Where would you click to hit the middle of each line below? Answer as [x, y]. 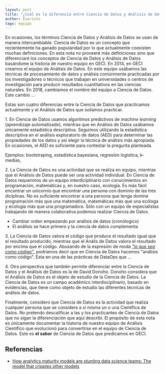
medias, [13, 160]
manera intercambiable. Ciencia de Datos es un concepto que [68, 43]
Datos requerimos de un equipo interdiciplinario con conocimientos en [76, 180]
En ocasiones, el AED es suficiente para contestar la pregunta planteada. [79, 145]
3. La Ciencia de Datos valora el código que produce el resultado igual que [81, 236]
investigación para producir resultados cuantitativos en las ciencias [73, 85]
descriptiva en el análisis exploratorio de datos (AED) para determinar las [79, 135]
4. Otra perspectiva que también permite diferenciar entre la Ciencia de [77, 267]
